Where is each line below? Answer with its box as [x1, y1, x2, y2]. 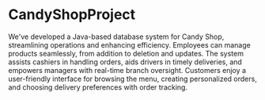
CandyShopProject [8, 6, 136, 24]
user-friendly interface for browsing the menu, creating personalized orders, [8, 74, 257, 83]
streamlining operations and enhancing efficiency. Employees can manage [8, 40, 251, 49]
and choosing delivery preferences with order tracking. [8, 82, 188, 92]
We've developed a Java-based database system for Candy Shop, [8, 32, 225, 41]
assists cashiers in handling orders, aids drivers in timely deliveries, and [8, 57, 243, 67]
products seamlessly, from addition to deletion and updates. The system [8, 48, 244, 58]
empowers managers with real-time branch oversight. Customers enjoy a [8, 65, 247, 75]
